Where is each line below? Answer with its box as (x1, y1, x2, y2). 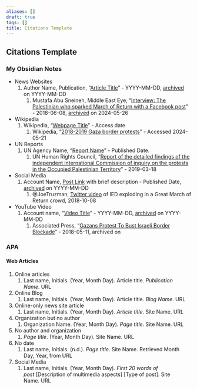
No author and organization (14, 327, 81, 334)
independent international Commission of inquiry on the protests (32, 159, 189, 166)
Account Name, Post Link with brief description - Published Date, (23, 178, 182, 185)
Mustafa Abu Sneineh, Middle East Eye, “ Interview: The (32, 97, 166, 104)
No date (14, 339, 34, 347)
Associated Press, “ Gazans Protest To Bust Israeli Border (32, 222, 171, 229)
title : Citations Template (6, 25, 72, 31)
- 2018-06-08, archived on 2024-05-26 (32, 109, 128, 116)
